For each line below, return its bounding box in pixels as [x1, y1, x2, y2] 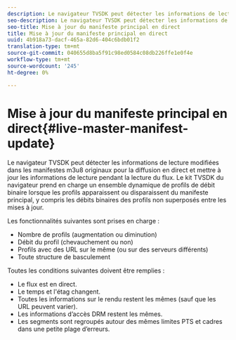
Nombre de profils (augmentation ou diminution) [17, 230, 157, 239]
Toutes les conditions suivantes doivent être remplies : [7, 266, 165, 275]
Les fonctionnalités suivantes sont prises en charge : [7, 217, 160, 225]
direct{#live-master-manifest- [7, 120, 189, 136]
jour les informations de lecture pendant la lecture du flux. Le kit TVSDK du [7, 174, 224, 182]
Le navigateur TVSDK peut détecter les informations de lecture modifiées [7, 159, 219, 167]
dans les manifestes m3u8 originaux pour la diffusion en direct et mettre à [7, 166, 221, 174]
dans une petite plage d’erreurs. [17, 325, 110, 334]
